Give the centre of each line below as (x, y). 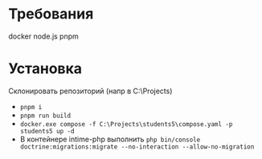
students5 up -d (47, 131)
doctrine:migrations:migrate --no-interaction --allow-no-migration (137, 147)
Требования (51, 14)
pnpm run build (45, 116)
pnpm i (31, 107)
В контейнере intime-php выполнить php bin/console (110, 139)
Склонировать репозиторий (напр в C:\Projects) (90, 91)
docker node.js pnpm (43, 36)
